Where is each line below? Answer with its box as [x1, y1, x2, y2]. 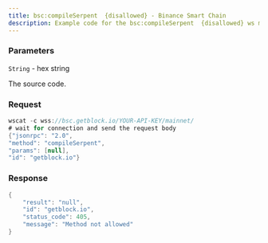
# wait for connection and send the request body [8, 124, 177, 132]
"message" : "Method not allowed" [22, 221, 134, 229]
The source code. [8, 79, 66, 88]
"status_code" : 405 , [22, 213, 91, 221]
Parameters [8, 45, 54, 57]
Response [8, 173, 48, 184]
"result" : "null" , [22, 198, 84, 206]
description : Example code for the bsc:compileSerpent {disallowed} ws [8, 19, 255, 27]
